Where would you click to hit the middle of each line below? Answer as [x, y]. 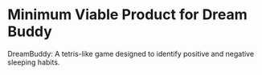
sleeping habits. [34, 62]
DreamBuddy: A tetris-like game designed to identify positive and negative [131, 53]
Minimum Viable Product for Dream [128, 15]
